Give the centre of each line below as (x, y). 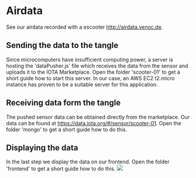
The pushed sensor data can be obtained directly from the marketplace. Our (98, 117)
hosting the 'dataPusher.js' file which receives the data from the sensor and (97, 66)
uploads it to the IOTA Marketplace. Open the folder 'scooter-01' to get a (93, 72)
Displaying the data (42, 148)
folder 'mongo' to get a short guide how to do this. (67, 129)
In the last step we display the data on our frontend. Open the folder (88, 162)
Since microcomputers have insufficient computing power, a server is (90, 59)
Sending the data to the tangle (62, 45)
